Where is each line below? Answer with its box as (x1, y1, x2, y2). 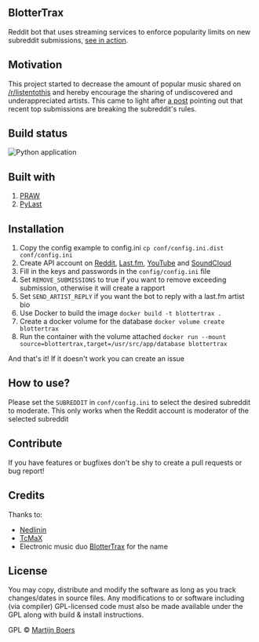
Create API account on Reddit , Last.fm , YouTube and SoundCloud (19, 258, 232, 268)
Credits (8, 489, 46, 502)
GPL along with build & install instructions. (8, 610, 144, 619)
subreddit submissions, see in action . (8, 35, 129, 45)
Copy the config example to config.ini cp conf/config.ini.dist (19, 243, 224, 253)
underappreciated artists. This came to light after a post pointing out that (8, 96, 243, 105)
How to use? (8, 377, 71, 390)
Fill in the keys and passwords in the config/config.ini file (19, 267, 211, 276)
